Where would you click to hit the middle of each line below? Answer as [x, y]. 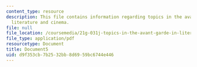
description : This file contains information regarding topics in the [94, 17]
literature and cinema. [40, 22]
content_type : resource [35, 11]
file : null [19, 28]
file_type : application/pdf [40, 38]
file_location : [25, 33]
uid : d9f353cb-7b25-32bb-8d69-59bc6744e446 [60, 55]
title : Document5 [27, 50]
